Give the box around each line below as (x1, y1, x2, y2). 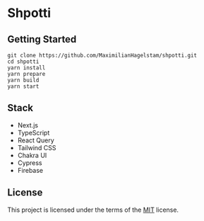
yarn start (7, 83, 40, 90)
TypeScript (17, 128, 50, 137)
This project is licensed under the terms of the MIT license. (7, 205, 179, 214)
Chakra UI (17, 151, 47, 159)
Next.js (17, 120, 39, 129)
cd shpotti (7, 58, 40, 65)
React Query (17, 136, 54, 144)
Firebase (17, 166, 44, 174)
